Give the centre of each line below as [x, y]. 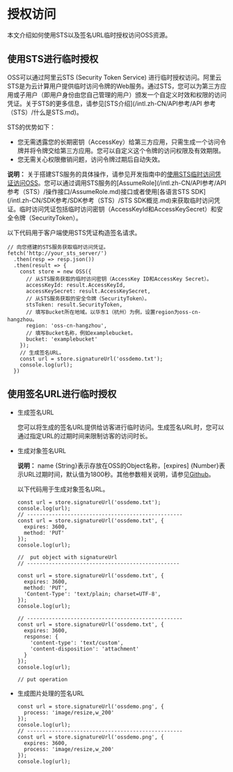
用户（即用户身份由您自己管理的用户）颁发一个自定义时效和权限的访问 [126, 94]
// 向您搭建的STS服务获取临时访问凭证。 [58, 247]
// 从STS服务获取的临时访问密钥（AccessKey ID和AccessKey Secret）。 [119, 279]
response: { [41, 637]
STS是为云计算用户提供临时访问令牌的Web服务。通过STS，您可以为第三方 [114, 86]
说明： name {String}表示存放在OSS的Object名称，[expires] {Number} [118, 466]
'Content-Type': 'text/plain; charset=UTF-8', [93, 594]
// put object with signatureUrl [67, 557]
